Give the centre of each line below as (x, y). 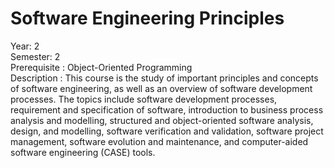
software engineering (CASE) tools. (83, 152)
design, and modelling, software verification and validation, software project (167, 131)
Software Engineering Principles (147, 18)
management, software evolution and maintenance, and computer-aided (159, 141)
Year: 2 (25, 46)
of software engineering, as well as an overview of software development (161, 88)
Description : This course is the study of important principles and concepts (164, 78)
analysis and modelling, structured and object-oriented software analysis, (162, 120)
